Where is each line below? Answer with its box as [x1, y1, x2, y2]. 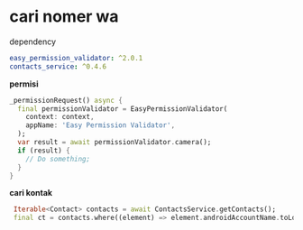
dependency [9, 36, 57, 47]
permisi [9, 78, 39, 89]
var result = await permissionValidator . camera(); [17, 138, 212, 147]
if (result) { [17, 146, 70, 155]
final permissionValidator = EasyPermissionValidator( [17, 104, 228, 114]
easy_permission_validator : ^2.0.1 [9, 53, 143, 62]
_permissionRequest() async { [9, 96, 124, 105]
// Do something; [25, 154, 91, 163]
